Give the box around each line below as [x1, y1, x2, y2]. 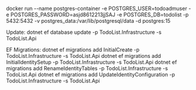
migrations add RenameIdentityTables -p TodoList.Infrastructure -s [6, 65, 168, 72]
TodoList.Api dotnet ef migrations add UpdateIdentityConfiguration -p [6, 71, 175, 78]
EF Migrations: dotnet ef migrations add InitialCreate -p [6, 46, 140, 53]
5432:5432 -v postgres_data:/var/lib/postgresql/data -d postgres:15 [6, 18, 171, 24]
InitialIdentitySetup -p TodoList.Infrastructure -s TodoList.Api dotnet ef [6, 58, 177, 65]
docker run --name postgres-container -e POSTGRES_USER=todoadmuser [6, 5, 187, 12]
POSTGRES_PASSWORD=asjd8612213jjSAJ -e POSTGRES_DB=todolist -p [11, 11, 189, 18]
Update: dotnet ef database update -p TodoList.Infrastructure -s [6, 29, 162, 36]
